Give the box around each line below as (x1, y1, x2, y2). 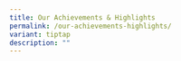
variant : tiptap (9, 30, 71, 39)
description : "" (9, 38, 71, 48)
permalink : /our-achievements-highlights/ (9, 22, 172, 30)
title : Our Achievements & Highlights (9, 13, 156, 22)
